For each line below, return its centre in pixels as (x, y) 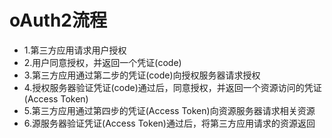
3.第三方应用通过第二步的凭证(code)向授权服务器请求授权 (142, 75)
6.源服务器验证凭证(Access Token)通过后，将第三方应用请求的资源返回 (169, 123)
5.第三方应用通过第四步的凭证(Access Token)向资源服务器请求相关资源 (169, 110)
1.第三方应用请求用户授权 (75, 50)
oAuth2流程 (58, 20)
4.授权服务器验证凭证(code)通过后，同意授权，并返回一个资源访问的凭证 (172, 87)
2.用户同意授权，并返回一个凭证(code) (102, 62)
